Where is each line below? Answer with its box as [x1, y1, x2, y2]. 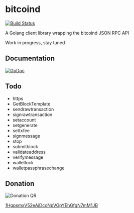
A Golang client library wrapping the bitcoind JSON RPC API [5, 30, 129, 36]
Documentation [5, 54, 55, 63]
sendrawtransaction [12, 106, 54, 112]
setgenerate [12, 122, 38, 128]
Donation [5, 179, 35, 188]
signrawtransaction [12, 112, 53, 118]
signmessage [12, 133, 41, 139]
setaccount [12, 117, 36, 123]
